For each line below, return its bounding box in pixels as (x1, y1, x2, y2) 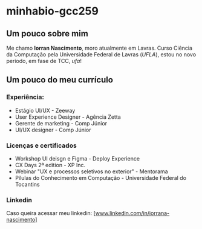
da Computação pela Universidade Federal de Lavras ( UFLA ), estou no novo (6, 51, 197, 58)
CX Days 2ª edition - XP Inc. (15, 161, 86, 168)
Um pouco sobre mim (6, 28, 89, 39)
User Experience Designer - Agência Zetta (15, 113, 121, 121)
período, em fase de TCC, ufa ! (6, 58, 82, 64)
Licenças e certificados (6, 141, 77, 150)
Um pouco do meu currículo (6, 75, 114, 85)
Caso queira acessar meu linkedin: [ (6, 210, 96, 217)
